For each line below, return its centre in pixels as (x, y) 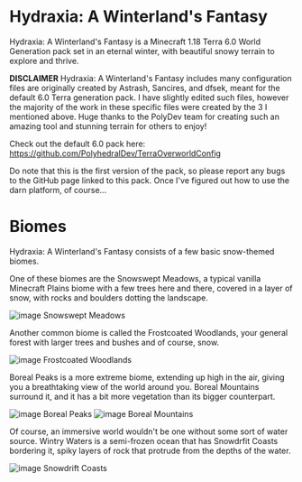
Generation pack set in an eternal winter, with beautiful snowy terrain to (142, 51)
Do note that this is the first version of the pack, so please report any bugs (147, 171)
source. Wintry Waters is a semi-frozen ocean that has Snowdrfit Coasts (144, 440)
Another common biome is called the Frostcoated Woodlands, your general (149, 332)
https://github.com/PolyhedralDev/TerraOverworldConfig (115, 153)
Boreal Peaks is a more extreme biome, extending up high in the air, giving (147, 377)
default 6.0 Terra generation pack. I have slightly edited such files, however (149, 97)
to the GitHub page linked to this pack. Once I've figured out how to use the (150, 180)
